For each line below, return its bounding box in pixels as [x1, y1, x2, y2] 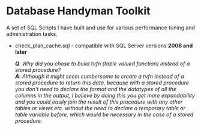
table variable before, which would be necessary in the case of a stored [14, 111, 194, 118]
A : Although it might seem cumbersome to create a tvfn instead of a [14, 72, 184, 80]
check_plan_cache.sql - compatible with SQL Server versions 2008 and [14, 42, 193, 49]
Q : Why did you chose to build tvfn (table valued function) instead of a [14, 60, 190, 67]
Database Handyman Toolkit [6, 4, 151, 18]
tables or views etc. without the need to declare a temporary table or [14, 104, 186, 111]
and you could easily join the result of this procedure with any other [14, 98, 183, 105]
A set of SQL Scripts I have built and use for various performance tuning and [6, 24, 196, 31]
